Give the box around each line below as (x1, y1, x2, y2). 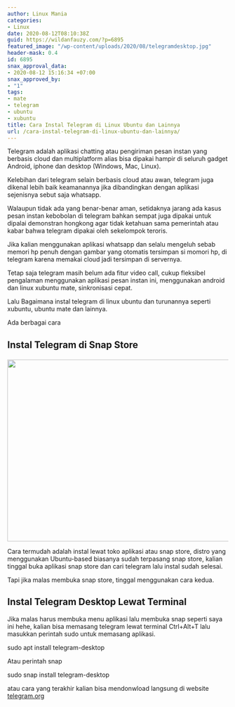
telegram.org (7, 692, 45, 700)
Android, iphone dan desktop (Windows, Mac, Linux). (7, 162, 161, 171)
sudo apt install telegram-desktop (7, 643, 105, 651)
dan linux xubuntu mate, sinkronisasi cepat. (7, 284, 133, 292)
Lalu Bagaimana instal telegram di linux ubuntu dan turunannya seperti (7, 297, 211, 306)
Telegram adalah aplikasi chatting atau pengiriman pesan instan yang (7, 147, 208, 155)
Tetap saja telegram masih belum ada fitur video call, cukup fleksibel (7, 268, 206, 278)
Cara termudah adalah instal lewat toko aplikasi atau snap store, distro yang (7, 547, 227, 555)
